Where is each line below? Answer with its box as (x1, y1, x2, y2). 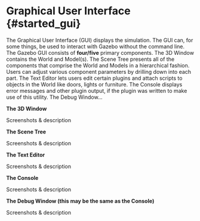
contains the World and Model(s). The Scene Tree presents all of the (6, 55, 175, 63)
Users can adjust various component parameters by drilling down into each (6, 68, 192, 75)
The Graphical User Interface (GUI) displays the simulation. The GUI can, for (6, 36, 193, 43)
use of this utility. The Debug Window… (6, 94, 103, 101)
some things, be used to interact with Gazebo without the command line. (6, 43, 185, 50)
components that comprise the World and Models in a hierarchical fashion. (6, 61, 190, 69)
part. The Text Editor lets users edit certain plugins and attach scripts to (6, 74, 183, 82)
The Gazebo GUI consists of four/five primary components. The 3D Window (6, 49, 194, 56)
